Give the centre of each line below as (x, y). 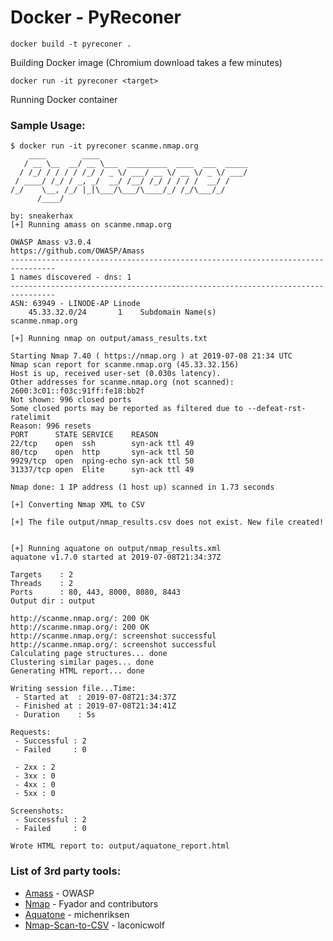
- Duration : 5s (55, 715)
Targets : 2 (42, 575)
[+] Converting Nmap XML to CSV (77, 505)
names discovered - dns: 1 (75, 277)
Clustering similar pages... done (82, 662)
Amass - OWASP (59, 893)
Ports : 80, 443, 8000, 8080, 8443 (96, 592)
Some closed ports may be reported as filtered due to (127, 409)
